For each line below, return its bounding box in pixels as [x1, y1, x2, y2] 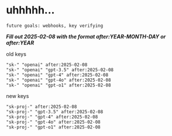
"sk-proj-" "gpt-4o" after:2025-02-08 [6, 119, 101, 125]
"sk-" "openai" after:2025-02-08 [6, 62, 88, 68]
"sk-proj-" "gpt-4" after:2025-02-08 [6, 114, 98, 120]
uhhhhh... [6, 4, 55, 17]
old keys [6, 50, 26, 57]
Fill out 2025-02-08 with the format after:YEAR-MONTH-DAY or [6, 33, 166, 40]
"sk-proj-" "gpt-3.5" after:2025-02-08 [6, 109, 104, 114]
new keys [6, 92, 29, 99]
